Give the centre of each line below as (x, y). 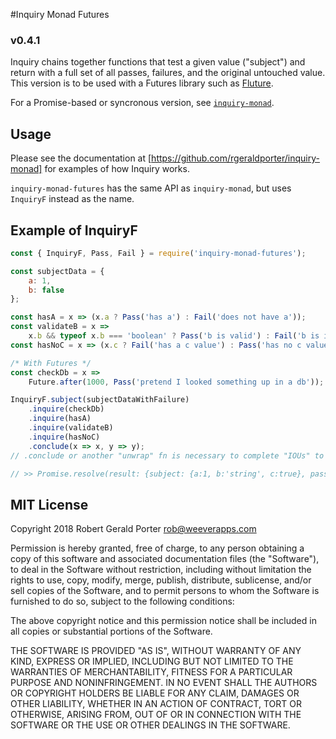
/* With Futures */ (51, 363)
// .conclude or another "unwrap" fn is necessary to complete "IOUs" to (167, 455)
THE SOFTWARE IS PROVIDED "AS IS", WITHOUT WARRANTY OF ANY (156, 651)
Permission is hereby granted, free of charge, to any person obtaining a (157, 548)
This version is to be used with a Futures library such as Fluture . (142, 83)
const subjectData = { (57, 271)
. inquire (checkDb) (66, 409)
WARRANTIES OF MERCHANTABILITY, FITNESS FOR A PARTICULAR (151, 672)
